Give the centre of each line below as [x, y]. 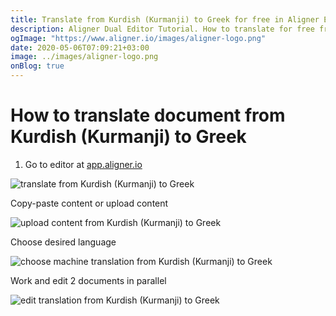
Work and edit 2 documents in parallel [88, 280]
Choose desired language [63, 242]
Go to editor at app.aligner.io [83, 164]
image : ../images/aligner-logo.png [84, 57]
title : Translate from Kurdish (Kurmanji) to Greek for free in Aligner [165, 19]
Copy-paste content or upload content [89, 203]
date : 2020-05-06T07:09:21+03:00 [80, 47]
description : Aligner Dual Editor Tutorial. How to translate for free [162, 29]
